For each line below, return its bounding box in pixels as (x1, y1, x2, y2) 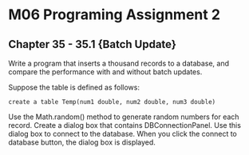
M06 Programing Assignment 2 (8, 6, 221, 24)
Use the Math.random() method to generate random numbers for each (8, 112, 239, 121)
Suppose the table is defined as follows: (8, 82, 140, 92)
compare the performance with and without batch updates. (8, 67, 203, 77)
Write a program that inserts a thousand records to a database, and (8, 58, 230, 68)
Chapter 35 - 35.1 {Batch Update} (8, 38, 177, 51)
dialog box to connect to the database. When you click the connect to (8, 129, 237, 138)
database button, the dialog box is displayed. (8, 137, 156, 147)
